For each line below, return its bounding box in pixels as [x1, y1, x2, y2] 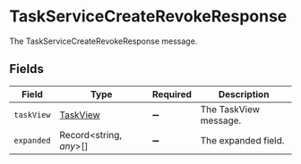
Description [218, 87, 270, 100]
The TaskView [200, 102, 261, 115]
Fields [9, 61, 45, 77]
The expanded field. [200, 134, 285, 146]
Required [151, 87, 193, 100]
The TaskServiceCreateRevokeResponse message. [9, 36, 198, 46]
